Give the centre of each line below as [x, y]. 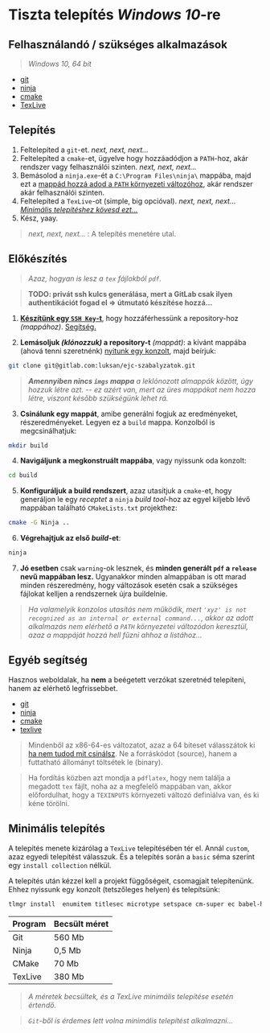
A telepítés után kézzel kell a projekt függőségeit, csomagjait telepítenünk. [131, 881]
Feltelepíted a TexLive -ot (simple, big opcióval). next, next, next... [128, 201]
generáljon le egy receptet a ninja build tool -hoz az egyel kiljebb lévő [135, 500]
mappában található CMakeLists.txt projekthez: [98, 508]
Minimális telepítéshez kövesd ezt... [79, 209]
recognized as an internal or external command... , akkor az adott [141, 618]
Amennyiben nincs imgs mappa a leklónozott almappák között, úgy [141, 381]
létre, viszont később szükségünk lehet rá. [98, 398]
